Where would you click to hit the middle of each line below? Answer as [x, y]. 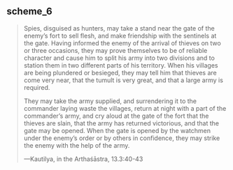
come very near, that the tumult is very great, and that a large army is [123, 80]
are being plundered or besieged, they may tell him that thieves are [120, 72]
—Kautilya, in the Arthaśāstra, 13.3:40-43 [83, 159]
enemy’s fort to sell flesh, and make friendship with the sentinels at [120, 36]
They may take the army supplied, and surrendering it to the [110, 101]
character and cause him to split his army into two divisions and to [119, 58]
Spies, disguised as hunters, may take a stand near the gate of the [119, 28]
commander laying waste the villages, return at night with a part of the [125, 108]
